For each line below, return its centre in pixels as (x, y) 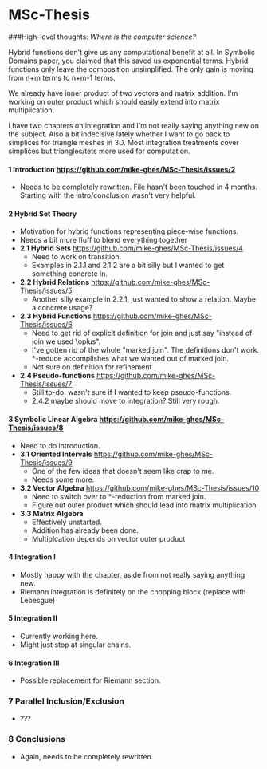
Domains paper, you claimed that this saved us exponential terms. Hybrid (128, 61)
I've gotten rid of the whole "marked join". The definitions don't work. (145, 350)
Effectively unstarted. (67, 522)
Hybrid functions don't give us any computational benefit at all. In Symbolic (132, 52)
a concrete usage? (62, 308)
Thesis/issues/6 (46, 325)
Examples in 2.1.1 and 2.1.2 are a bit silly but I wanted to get (128, 266)
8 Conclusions (37, 739)
